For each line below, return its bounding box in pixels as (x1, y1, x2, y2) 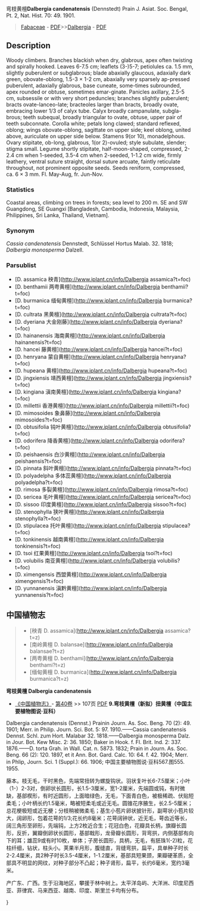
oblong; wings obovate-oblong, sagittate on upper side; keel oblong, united (6, 126, 191, 133)
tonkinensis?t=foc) (14, 542, 61, 550)
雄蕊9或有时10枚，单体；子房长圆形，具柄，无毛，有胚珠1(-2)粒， (26, 836, 188, 844)
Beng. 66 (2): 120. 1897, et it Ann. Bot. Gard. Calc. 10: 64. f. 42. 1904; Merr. (6, 751, 189, 758)
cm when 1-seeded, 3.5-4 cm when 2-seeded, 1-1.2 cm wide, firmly (15, 151, 182, 159)
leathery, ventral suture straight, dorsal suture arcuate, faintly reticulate (6, 157, 180, 165)
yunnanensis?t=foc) (14, 591, 64, 598)
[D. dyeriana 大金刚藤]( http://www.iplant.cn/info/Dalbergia (14, 318, 158, 325)
